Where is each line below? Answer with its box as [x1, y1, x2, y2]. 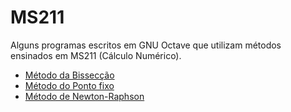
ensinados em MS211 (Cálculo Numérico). [10, 49, 182, 61]
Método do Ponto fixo [24, 79, 115, 91]
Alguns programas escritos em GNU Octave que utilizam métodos [10, 39, 282, 51]
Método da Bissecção [24, 69, 115, 81]
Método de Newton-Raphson [24, 90, 145, 102]
